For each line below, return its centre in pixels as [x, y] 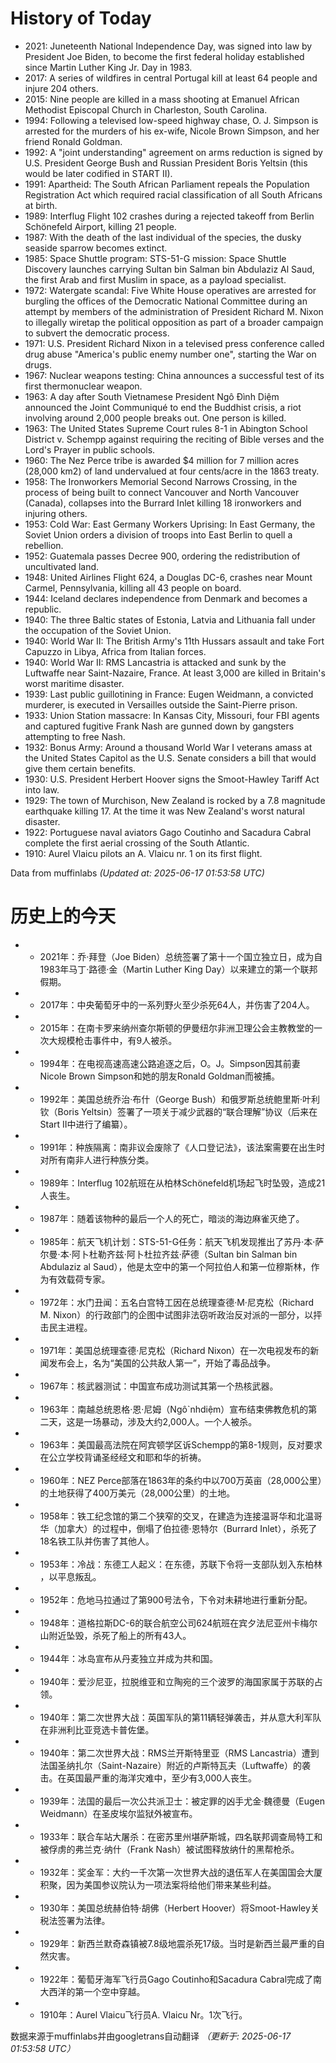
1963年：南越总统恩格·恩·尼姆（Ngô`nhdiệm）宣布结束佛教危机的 [174, 1409]
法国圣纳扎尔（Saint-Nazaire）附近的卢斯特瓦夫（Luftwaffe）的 [171, 1765]
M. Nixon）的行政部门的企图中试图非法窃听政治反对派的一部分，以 [176, 1314]
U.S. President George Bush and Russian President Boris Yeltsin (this [166, 163]
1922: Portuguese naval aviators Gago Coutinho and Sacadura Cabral [168, 832]
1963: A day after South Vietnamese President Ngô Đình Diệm [152, 396]
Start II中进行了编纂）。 [86, 1124]
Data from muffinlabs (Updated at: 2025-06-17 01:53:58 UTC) [137, 873]
